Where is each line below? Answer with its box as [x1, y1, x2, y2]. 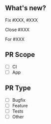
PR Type [5, 84, 31, 92]
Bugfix [12, 97, 26, 103]
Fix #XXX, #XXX [5, 17, 38, 23]
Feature [12, 102, 28, 108]
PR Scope [5, 50, 35, 59]
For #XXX [5, 36, 25, 42]
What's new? [5, 4, 47, 12]
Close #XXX [5, 27, 30, 33]
